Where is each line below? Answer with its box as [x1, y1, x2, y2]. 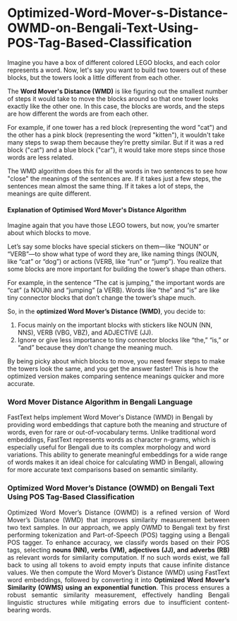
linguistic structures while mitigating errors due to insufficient [7, 598, 201, 606]
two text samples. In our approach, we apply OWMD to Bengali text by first [7, 523, 230, 531]
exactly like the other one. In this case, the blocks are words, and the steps [7, 102, 225, 110]
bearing [7, 605, 30, 614]
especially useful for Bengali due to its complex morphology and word [7, 443, 211, 452]
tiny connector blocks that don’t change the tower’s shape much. [7, 294, 196, 302]
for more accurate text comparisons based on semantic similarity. [7, 466, 198, 474]
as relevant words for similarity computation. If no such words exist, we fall [7, 553, 230, 562]
